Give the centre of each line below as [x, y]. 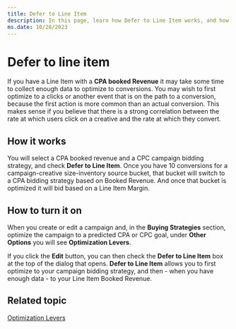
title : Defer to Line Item [47, 14]
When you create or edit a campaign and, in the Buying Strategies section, [117, 227]
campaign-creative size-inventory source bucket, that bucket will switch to [116, 173]
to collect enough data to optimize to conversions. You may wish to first [112, 89]
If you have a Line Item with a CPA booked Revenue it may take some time [116, 81]
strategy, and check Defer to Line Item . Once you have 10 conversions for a [118, 166]
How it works [37, 141]
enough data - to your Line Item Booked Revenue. [80, 278]
